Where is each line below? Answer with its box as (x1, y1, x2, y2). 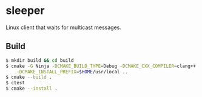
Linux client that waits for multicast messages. (5, 24, 122, 31)
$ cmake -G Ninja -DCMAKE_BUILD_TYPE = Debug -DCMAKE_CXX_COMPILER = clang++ (5, 63, 197, 69)
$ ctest (5, 80, 25, 86)
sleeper (5, 4, 45, 18)
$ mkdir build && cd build (5, 57, 74, 64)
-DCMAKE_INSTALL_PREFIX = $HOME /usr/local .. (16, 69, 129, 75)
